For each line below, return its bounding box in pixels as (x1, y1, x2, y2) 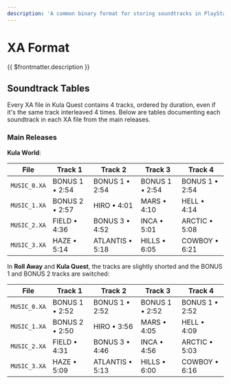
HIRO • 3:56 (93, 321, 133, 331)
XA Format (7, 39, 70, 55)
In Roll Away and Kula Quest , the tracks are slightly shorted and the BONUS (7, 262, 223, 270)
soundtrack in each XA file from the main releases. (7, 115, 151, 124)
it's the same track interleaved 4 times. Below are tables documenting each (7, 108, 221, 117)
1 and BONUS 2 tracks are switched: (7, 270, 110, 278)
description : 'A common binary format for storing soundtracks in (7, 10, 201, 17)
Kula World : (7, 148, 41, 156)
